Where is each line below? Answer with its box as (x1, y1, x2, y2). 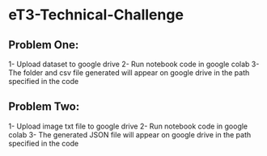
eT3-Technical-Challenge (8, 6, 184, 24)
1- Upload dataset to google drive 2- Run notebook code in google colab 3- (8, 59, 260, 69)
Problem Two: (8, 99, 80, 114)
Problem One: (8, 38, 79, 52)
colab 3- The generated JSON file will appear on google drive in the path (8, 129, 252, 139)
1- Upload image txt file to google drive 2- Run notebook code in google (8, 121, 248, 131)
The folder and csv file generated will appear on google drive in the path (8, 68, 250, 78)
